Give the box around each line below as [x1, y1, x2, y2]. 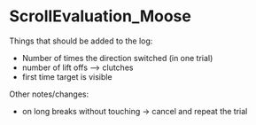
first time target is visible [21, 71, 112, 82]
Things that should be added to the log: [9, 35, 153, 46]
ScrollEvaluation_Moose [9, 6, 192, 27]
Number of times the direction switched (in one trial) [21, 52, 213, 63]
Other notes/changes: [9, 89, 89, 99]
